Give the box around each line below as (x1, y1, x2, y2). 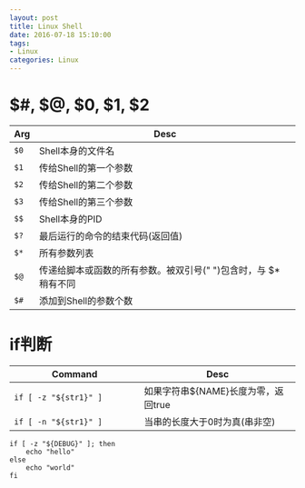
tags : (9, 38, 30, 48)
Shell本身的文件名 (39, 144, 115, 157)
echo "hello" (25, 447, 75, 456)
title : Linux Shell (9, 22, 84, 31)
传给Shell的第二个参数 (39, 178, 133, 191)
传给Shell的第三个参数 (39, 195, 133, 208)
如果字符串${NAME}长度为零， (143, 384, 275, 397)
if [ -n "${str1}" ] (14, 416, 103, 427)
